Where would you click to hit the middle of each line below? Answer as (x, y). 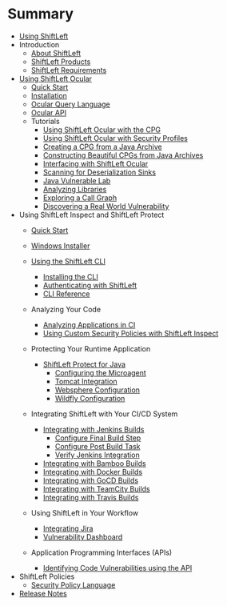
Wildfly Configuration (90, 398)
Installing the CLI (71, 276)
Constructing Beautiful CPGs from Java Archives (123, 155)
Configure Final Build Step (98, 438)
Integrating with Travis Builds (91, 497)
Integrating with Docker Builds (93, 472)
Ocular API (49, 112)
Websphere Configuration (98, 390)
